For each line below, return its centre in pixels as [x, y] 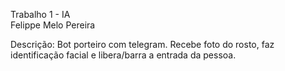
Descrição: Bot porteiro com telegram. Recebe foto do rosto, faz [142, 44]
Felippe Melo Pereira [53, 25]
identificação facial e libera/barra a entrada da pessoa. [123, 55]
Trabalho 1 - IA [40, 14]
